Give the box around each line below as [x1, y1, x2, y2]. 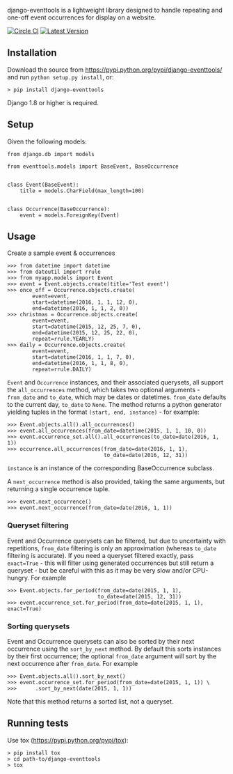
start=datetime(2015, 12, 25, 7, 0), [32, 323, 141, 330]
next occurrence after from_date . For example [7, 660, 138, 668]
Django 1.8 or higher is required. [7, 98, 99, 107]
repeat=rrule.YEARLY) [32, 336, 95, 343]
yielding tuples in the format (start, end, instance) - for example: [7, 408, 200, 417]
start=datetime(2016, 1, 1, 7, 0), [32, 354, 136, 361]
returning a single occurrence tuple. [7, 485, 110, 493]
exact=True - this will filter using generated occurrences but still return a [7, 559, 214, 567]
